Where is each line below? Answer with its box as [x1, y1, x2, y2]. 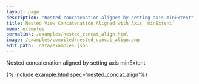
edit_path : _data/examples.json [6, 43, 88, 49]
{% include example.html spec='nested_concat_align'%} [6, 71, 147, 78]
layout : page [6, 8, 39, 15]
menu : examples [6, 25, 45, 32]
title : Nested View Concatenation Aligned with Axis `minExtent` [6, 20, 175, 26]
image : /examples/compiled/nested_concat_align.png [6, 37, 140, 43]
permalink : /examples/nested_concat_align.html [6, 31, 129, 37]
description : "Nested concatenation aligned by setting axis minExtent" [6, 15, 194, 21]
